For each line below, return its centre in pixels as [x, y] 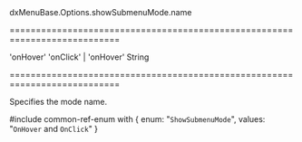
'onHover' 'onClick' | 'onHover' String [79, 57]
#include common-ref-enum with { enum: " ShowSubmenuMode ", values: [137, 119]
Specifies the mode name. [58, 102]
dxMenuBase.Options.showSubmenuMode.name [101, 12]
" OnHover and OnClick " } [54, 129]
